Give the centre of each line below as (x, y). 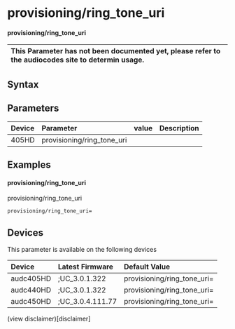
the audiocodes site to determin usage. (78, 60)
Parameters (33, 108)
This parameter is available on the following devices (82, 249)
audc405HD (31, 278)
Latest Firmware (86, 267)
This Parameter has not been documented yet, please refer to (116, 51)
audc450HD (31, 301)
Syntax (23, 85)
